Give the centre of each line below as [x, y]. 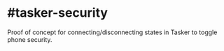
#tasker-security [58, 13]
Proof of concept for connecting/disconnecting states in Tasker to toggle [112, 32]
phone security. [30, 39]
